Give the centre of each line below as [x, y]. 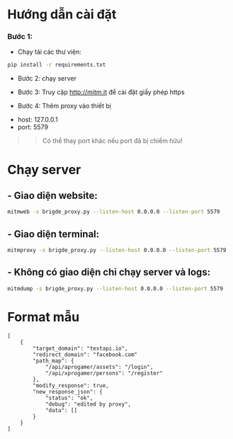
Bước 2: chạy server [47, 79]
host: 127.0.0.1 [38, 120]
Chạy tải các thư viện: [49, 52]
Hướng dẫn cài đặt [62, 15]
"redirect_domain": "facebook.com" [85, 354]
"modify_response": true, [71, 385]
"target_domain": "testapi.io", [81, 348]
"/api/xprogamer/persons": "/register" [104, 373]
